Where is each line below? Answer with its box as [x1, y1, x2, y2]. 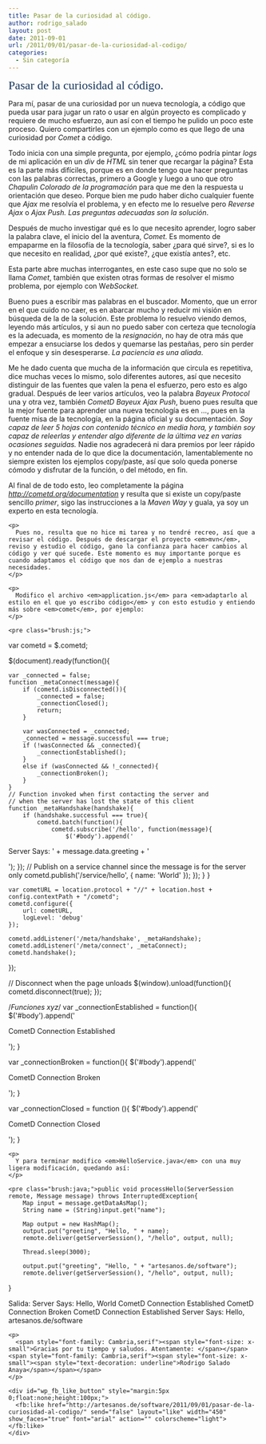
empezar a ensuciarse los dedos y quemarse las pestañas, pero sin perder [8, 339, 254, 349]
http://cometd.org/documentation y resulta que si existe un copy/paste [8, 489, 241, 498]
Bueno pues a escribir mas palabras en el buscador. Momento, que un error [8, 297, 257, 306]
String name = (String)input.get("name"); [22, 1206, 166, 1214]
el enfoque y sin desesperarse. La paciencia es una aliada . [8, 347, 204, 357]
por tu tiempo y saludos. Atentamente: [62, 1345, 195, 1353]
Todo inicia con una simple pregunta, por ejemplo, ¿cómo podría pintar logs [8, 148, 257, 158]
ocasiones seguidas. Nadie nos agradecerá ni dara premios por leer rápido [8, 439, 256, 449]
